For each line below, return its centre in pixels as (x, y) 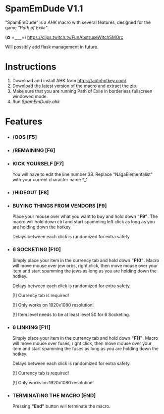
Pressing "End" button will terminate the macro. (61, 406)
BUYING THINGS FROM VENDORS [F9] (59, 206)
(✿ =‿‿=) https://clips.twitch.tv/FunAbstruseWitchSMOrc (64, 37)
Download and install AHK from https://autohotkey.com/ (69, 80)
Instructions (31, 67)
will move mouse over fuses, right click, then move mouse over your (82, 343)
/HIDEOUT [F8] (30, 193)
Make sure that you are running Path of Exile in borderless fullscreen (82, 91)
